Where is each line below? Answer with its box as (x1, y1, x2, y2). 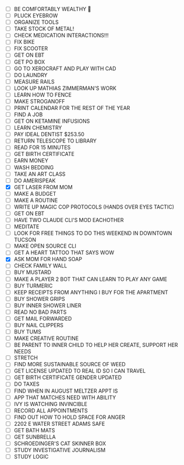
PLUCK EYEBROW (13, 12, 58, 19)
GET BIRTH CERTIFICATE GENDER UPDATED (13, 374, 122, 381)
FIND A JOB (13, 111, 43, 118)
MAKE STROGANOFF (13, 98, 65, 105)
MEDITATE (13, 223, 40, 230)
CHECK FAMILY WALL (13, 262, 68, 269)
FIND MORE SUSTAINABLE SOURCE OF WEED (13, 361, 126, 368)
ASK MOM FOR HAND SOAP (13, 256, 83, 263)
